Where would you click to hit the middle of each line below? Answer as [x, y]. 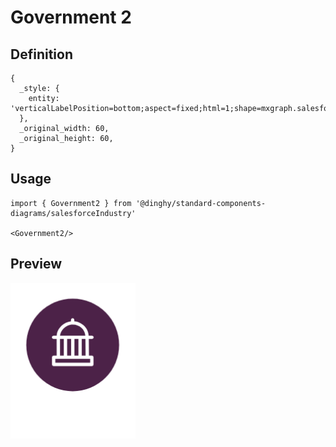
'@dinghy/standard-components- [201, 203]
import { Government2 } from [71, 203]
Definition [41, 54]
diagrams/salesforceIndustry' [73, 213]
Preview [36, 264]
